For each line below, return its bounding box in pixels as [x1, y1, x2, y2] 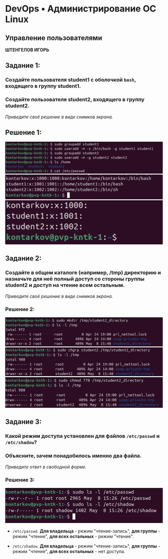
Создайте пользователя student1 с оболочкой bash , [5, 76, 136, 83]
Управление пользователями [5, 34, 102, 42]
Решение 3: [5, 476, 35, 483]
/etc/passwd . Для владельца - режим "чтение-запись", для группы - [12, 528, 160, 534]
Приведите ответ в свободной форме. [5, 464, 86, 470]
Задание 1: [5, 61, 40, 70]
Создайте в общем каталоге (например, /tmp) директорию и [5, 269, 161, 276]
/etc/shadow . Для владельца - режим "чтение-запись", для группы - [12, 543, 160, 549]
